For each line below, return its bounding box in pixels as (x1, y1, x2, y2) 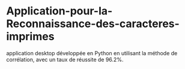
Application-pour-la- (6, 4, 113, 18)
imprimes (6, 30, 55, 43)
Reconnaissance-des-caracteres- (6, 17, 180, 31)
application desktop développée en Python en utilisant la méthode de (6, 49, 178, 56)
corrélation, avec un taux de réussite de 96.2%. (6, 56, 124, 63)
